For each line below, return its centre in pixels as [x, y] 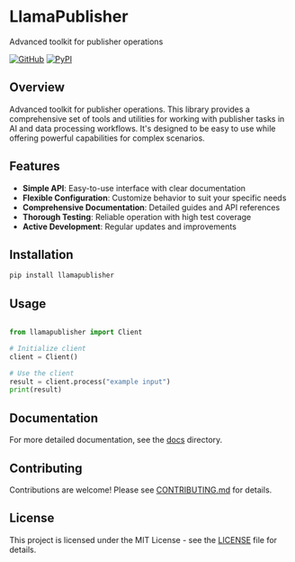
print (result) [36, 390]
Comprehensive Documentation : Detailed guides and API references [151, 207]
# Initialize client [48, 348]
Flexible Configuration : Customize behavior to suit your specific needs [154, 198]
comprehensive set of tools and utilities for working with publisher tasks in [147, 118]
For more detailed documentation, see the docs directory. [116, 440]
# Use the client [42, 373]
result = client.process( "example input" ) [90, 382]
